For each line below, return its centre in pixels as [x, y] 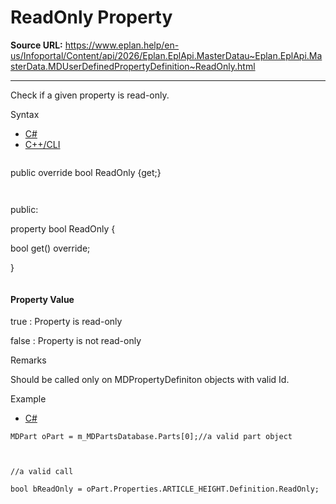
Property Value [42, 299]
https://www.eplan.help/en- [122, 45]
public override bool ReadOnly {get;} [86, 172]
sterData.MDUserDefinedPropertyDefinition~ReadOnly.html [133, 66]
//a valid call [42, 472]
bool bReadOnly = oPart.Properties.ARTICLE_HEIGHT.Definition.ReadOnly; [165, 489]
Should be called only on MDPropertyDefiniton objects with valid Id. [150, 380]
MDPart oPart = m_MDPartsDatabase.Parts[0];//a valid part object [151, 437]
